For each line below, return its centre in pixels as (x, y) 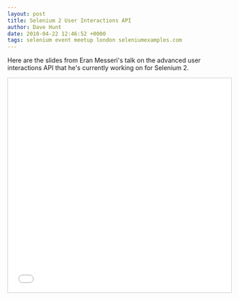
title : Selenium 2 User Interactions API (70, 21)
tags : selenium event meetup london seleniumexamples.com (95, 40)
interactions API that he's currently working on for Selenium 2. (98, 68)
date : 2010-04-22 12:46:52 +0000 (57, 34)
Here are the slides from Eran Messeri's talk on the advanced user (104, 60)
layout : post (27, 14)
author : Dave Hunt (34, 27)
